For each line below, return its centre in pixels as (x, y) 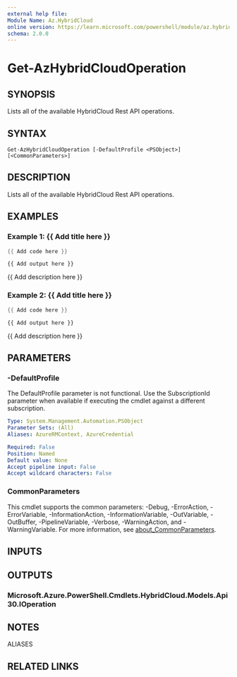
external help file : (38, 14)
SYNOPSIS (31, 94)
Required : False (31, 447)
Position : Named (31, 453)
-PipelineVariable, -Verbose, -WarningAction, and (110, 522)
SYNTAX (27, 134)
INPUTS (25, 551)
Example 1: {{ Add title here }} (59, 237)
